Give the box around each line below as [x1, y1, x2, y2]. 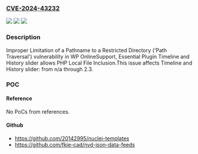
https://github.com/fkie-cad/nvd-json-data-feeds [14, 141, 135, 148]
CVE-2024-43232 [6, 4, 60, 12]
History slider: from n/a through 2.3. [6, 65, 93, 72]
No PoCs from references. [6, 108, 70, 115]
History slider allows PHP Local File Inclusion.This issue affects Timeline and [6, 59, 193, 66]
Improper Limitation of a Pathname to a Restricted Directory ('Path [6, 46, 167, 54]
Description [6, 33, 41, 41]
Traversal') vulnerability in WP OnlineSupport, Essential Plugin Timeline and [6, 53, 190, 60]
